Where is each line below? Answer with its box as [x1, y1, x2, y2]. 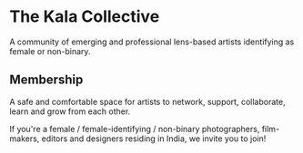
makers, [9, 133, 40, 144]
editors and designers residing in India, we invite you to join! [41, 133, 267, 144]
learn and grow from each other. [9, 106, 131, 117]
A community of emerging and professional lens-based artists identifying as [9, 36, 295, 47]
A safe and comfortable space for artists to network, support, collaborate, [9, 96, 286, 107]
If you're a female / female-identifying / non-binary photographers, [9, 123, 260, 134]
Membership [9, 72, 84, 88]
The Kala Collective [9, 6, 160, 27]
